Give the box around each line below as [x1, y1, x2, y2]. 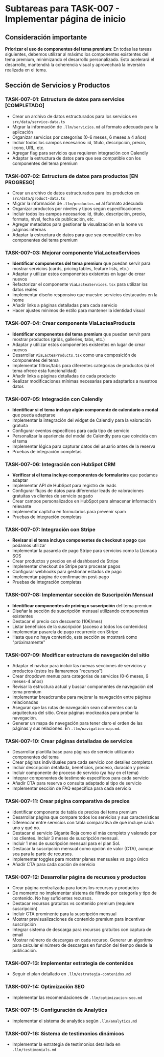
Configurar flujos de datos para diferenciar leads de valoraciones [12, 488, 144, 494]
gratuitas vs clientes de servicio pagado [12, 493, 93, 499]
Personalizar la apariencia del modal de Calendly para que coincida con [12, 433, 157, 438]
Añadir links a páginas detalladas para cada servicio [12, 302, 117, 308]
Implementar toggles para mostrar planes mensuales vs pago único [12, 856, 148, 862]
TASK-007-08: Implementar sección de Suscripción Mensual [5, 591, 153, 598]
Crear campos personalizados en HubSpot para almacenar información [12, 498, 156, 504]
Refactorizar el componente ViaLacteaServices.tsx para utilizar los [12, 281, 148, 287]
